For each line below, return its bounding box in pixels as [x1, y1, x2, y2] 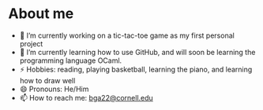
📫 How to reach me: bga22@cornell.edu [19, 93, 154, 102]
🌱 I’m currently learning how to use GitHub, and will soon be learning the [19, 47, 256, 57]
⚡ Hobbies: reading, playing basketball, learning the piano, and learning [19, 64, 253, 74]
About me [8, 5, 74, 23]
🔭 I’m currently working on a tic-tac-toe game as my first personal [19, 31, 235, 40]
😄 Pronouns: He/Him [19, 84, 89, 93]
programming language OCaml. [19, 56, 122, 65]
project [19, 38, 43, 48]
